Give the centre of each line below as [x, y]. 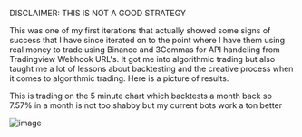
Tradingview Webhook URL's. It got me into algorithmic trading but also [142, 59]
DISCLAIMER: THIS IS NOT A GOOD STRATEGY [98, 13]
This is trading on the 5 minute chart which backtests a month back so [141, 96]
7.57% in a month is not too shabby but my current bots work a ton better [146, 105]
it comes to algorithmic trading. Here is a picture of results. [119, 78]
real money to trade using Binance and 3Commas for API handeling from [145, 50]
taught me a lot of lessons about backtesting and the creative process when [151, 68]
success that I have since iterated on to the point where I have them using [147, 40]
